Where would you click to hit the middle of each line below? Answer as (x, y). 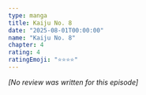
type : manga (28, 15)
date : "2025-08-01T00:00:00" (56, 30)
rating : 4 (24, 52)
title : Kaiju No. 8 (40, 23)
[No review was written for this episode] (73, 82)
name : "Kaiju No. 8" (42, 38)
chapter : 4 (26, 45)
